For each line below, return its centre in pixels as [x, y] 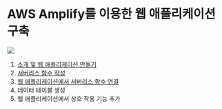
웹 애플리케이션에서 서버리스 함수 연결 [68, 81]
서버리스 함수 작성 [41, 73]
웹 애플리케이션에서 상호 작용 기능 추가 [69, 98]
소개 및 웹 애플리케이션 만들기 [57, 64]
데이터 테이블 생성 [41, 90]
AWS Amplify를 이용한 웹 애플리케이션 [111, 14]
